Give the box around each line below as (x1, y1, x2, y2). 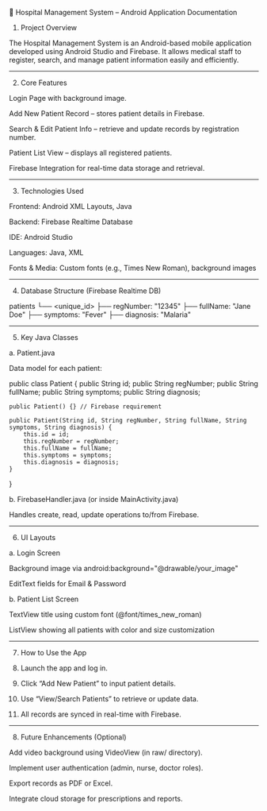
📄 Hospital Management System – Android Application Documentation (9, 8, 238, 17)
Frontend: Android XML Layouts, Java (9, 202, 132, 210)
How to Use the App (20, 648, 87, 657)
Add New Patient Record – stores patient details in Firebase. (9, 109, 205, 118)
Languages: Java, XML (9, 248, 84, 257)
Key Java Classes (20, 333, 78, 342)
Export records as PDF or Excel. (9, 778, 113, 788)
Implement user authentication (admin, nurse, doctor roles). (9, 763, 204, 772)
